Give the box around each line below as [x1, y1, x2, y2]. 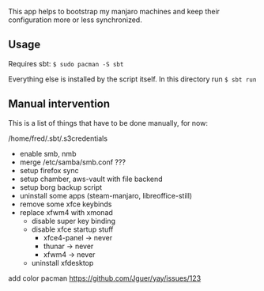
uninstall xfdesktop [31, 258, 94, 267]
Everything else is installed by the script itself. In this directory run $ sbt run [8, 74, 257, 84]
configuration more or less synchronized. [8, 15, 142, 25]
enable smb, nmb [19, 149, 77, 158]
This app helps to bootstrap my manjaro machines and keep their [8, 7, 220, 16]
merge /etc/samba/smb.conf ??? [19, 157, 126, 167]
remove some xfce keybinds [19, 199, 112, 209]
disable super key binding [31, 216, 116, 225]
